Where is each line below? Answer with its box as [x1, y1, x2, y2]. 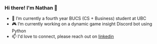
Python [11, 28, 26, 34]
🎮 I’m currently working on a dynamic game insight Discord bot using [11, 21, 152, 27]
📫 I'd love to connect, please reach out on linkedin [11, 34, 114, 40]
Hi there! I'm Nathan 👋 [4, 4, 58, 11]
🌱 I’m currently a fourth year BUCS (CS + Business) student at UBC [11, 16, 147, 22]
